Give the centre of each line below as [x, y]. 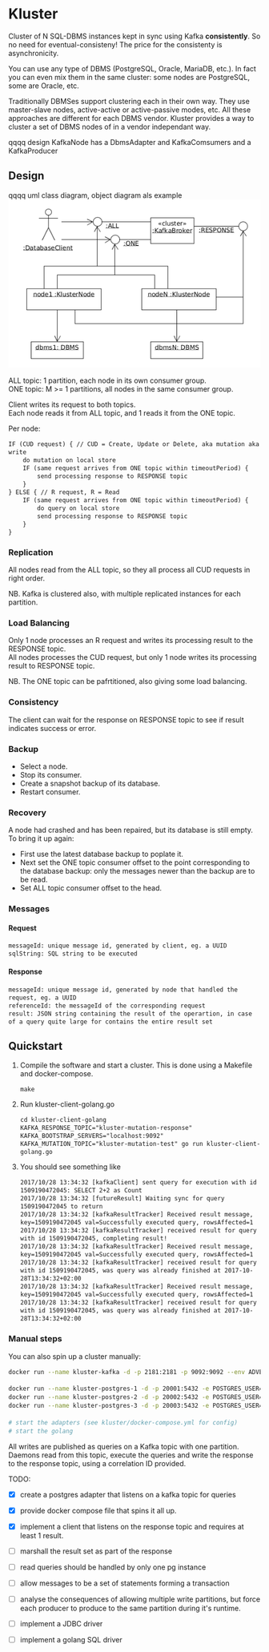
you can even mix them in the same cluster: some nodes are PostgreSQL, [129, 77]
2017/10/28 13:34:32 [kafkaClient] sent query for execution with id [139, 1183]
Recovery [27, 812]
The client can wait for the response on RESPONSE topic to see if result [126, 719]
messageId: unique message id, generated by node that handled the [123, 990]
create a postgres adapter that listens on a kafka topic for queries [128, 1494]
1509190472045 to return [61, 1207]
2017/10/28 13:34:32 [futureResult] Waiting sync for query [122, 1199]
